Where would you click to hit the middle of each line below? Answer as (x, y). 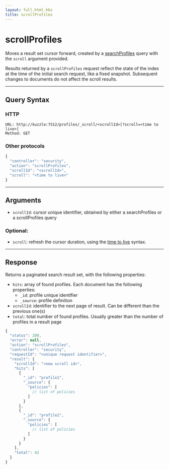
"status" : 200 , (26, 336)
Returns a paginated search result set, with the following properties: (75, 275)
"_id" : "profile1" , (44, 378)
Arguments (23, 200)
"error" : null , (26, 341)
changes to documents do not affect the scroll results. (61, 79)
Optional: (17, 231)
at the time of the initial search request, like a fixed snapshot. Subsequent (81, 74)
